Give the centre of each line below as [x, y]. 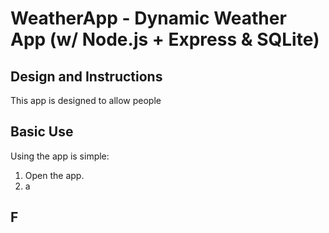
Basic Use [42, 132]
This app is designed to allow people [86, 100]
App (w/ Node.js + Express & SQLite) [165, 39]
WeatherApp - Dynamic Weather [148, 18]
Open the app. [54, 175]
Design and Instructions [86, 76]
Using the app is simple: [60, 156]
